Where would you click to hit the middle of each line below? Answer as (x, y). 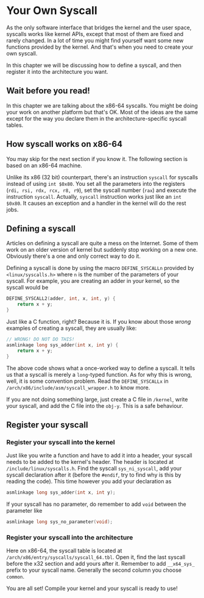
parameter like (24, 511)
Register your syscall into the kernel (61, 442)
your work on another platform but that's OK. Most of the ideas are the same (102, 112)
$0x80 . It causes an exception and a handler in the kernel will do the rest (97, 203)
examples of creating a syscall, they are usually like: (72, 328)
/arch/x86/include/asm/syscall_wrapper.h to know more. (78, 387)
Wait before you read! (48, 91)
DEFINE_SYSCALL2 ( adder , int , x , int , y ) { (61, 299)
